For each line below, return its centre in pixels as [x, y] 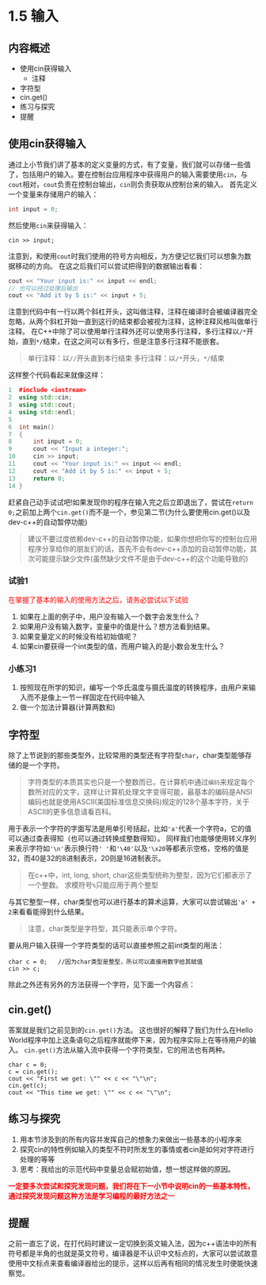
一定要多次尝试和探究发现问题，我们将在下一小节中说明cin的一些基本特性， [131, 1186]
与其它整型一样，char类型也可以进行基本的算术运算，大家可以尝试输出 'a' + [132, 902]
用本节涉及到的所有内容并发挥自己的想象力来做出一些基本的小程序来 [131, 1139]
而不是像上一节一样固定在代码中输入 [85, 697]
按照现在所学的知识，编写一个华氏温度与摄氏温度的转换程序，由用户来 [134, 688]
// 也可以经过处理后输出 [43, 288]
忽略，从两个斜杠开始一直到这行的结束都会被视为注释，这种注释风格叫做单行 [133, 322]
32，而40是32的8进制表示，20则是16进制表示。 [87, 858]
